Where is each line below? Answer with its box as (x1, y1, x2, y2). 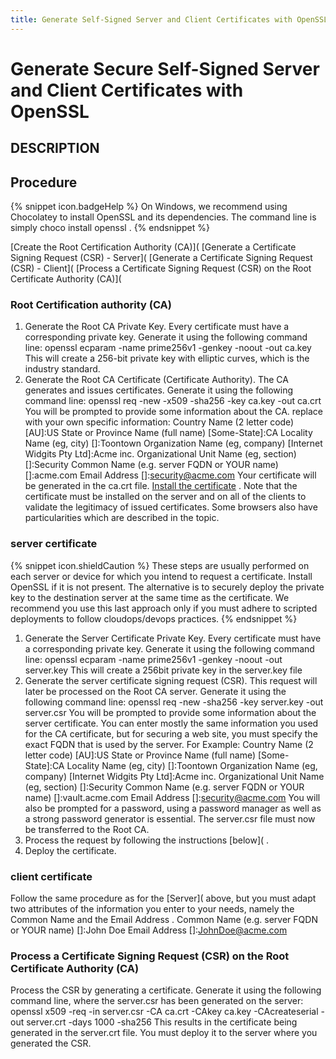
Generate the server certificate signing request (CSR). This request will (24, 674, 318, 686)
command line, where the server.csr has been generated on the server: (10, 995, 304, 1007)
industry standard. (24, 363, 101, 375)
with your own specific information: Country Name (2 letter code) (24, 416, 295, 428)
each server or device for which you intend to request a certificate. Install (10, 570, 313, 582)
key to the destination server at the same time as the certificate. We (10, 591, 290, 603)
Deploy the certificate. (24, 844, 117, 856)
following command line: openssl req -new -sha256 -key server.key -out (24, 696, 324, 708)
